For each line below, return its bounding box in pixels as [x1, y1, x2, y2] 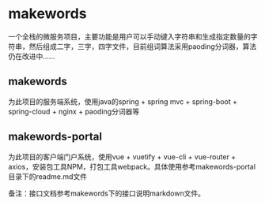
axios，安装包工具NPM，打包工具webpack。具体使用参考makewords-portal [8, 162, 256, 171]
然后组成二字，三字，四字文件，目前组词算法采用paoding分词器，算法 [28, 41, 257, 51]
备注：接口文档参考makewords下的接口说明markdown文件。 [8, 188, 206, 198]
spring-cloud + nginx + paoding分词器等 [8, 106, 140, 116]
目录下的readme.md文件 [8, 171, 88, 181]
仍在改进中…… [8, 51, 55, 61]
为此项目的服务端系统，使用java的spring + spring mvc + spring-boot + [8, 96, 238, 106]
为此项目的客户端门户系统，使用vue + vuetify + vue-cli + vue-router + [8, 151, 237, 162]
